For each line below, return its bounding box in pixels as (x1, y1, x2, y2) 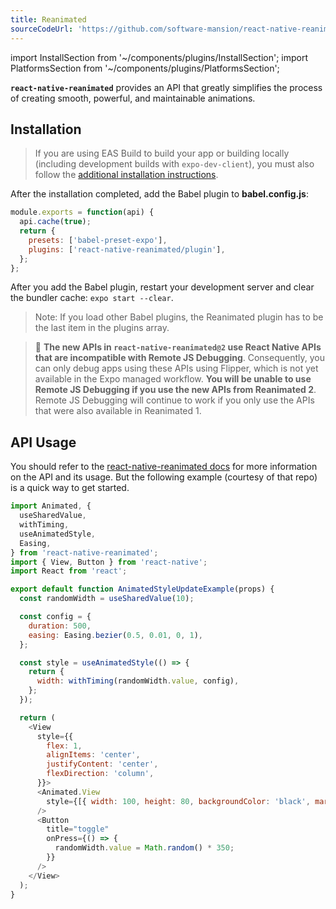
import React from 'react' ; (10, 566, 128, 576)
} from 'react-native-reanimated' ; (10, 547, 159, 558)
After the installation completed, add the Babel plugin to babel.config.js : (10, 188, 309, 200)
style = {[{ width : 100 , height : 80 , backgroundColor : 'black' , (46, 796, 311, 806)
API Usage (10, 434, 77, 451)
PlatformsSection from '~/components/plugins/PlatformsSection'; (10, 62, 280, 74)
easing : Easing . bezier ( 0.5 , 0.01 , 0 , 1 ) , (28, 630, 204, 640)
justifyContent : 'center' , (46, 759, 159, 770)
